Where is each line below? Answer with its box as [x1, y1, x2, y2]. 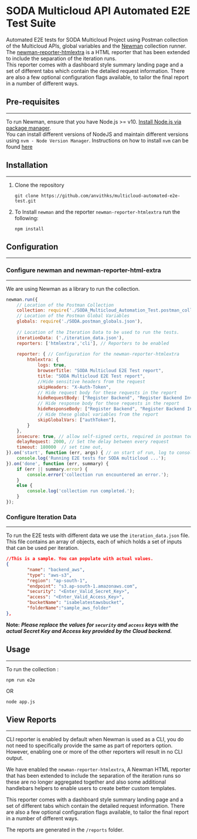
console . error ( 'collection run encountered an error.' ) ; [27, 472, 169, 477]
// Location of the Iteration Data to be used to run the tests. [16, 329, 180, 335]
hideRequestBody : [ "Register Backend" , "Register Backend [37, 395, 182, 401]
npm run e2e [6, 677, 35, 683]
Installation [6, 160, 48, 170]
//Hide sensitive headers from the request [37, 379, 145, 384]
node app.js [6, 699, 35, 705]
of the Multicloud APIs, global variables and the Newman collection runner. [6, 42, 186, 49]
